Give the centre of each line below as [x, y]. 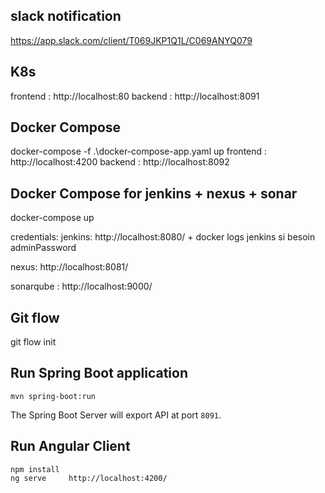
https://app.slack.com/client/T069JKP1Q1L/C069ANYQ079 [131, 40]
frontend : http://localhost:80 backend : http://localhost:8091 [135, 96]
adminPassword [43, 248]
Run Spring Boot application [99, 373]
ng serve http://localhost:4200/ [89, 478]
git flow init [33, 342]
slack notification [66, 16]
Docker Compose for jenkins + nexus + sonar [154, 193]
